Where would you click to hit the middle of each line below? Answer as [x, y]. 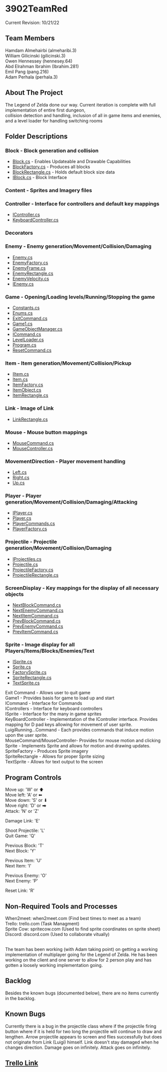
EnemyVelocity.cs [31, 279]
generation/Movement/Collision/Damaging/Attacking [72, 502]
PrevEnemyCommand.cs [38, 626]
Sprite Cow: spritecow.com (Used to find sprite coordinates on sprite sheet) [83, 929]
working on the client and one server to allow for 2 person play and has [79, 960]
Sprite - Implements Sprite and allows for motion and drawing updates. [78, 746]
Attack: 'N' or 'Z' [22, 811]
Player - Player [23, 496]
